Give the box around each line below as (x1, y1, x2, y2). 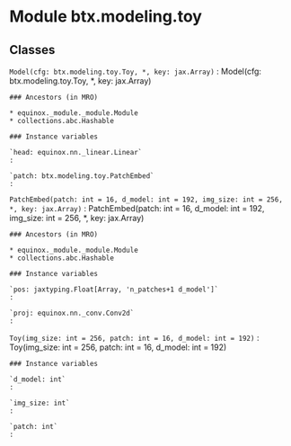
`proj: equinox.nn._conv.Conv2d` (9, 308, 135, 317)
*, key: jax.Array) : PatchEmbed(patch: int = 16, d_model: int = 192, (9, 203, 265, 213)
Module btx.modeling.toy (9, 6, 202, 27)
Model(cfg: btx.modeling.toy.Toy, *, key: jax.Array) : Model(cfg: (9, 66, 262, 76)
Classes (9, 42, 56, 58)
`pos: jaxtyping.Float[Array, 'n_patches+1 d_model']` (9, 285, 219, 294)
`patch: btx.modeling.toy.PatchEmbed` (9, 172, 154, 181)
